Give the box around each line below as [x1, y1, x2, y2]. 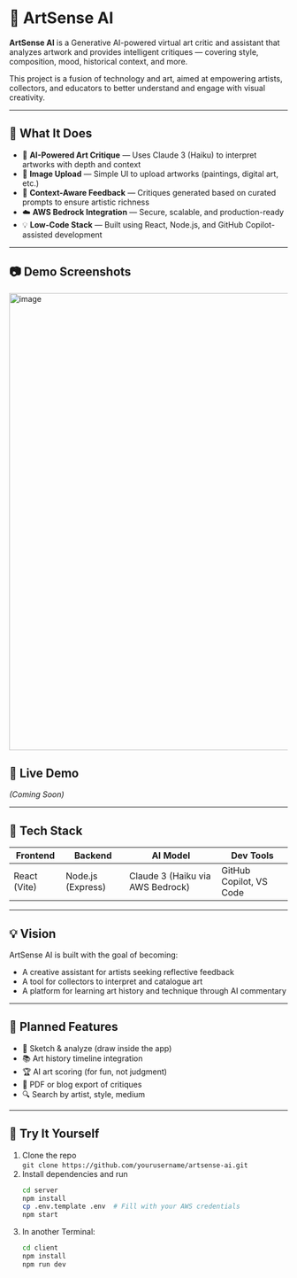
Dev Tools [231, 849, 274, 862]
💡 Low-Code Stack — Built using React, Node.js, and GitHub [21, 219, 244, 229]
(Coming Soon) [9, 789, 65, 800]
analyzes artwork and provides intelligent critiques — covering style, [9, 46, 259, 57]
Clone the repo [21, 1150, 77, 1160]
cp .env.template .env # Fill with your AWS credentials [21, 1202, 240, 1212]
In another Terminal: [21, 1227, 95, 1237]
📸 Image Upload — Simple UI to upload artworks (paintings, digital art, [21, 168, 278, 179]
